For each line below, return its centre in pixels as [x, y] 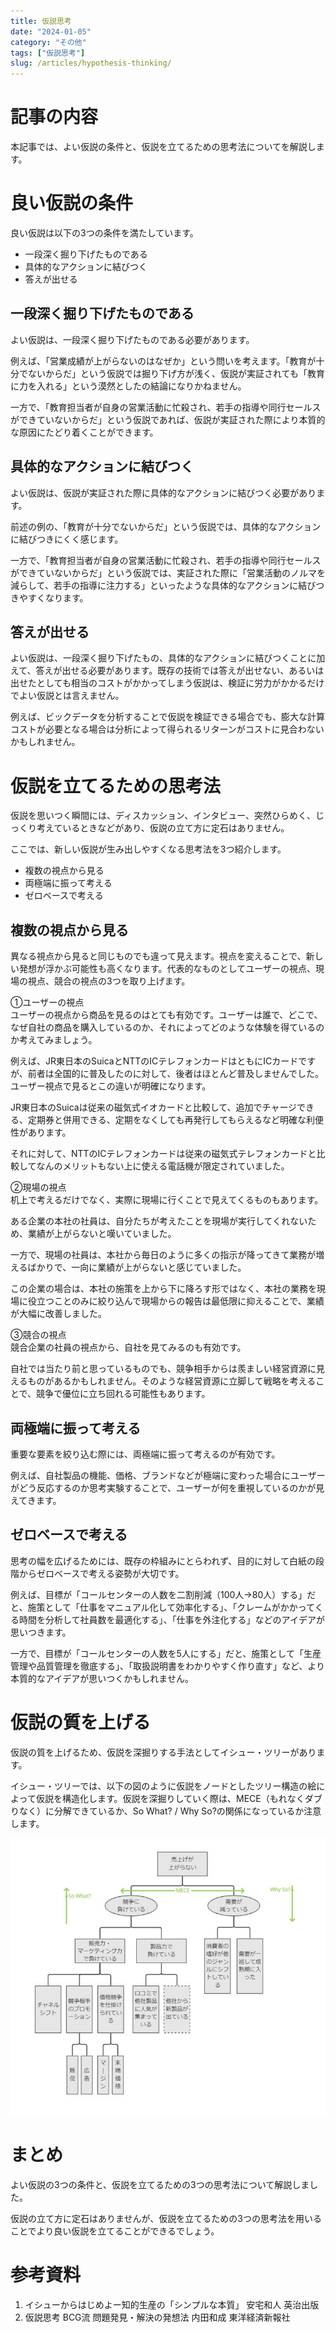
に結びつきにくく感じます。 [67, 539]
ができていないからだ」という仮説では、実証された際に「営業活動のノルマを [168, 572]
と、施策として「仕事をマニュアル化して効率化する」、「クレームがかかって [162, 1607]
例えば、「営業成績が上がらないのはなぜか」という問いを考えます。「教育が [163, 361]
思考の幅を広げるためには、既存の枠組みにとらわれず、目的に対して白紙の [163, 1561]
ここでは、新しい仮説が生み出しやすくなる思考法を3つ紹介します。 [148, 849]
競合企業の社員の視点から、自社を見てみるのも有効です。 [128, 1347]
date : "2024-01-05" [51, 31]
